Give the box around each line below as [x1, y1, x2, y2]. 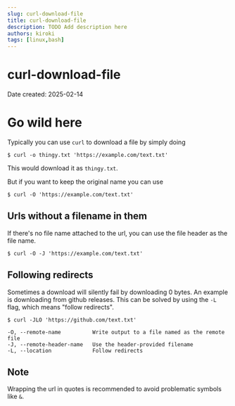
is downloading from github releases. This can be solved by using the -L [7, 295, 217, 303]
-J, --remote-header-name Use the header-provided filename [7, 341, 193, 348]
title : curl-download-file [7, 17, 87, 24]
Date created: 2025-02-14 [7, 90, 84, 99]
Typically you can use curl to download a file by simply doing [7, 138, 186, 146]
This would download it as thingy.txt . [7, 164, 118, 172]
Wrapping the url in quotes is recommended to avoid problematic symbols [7, 385, 222, 393]
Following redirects [7, 269, 94, 281]
